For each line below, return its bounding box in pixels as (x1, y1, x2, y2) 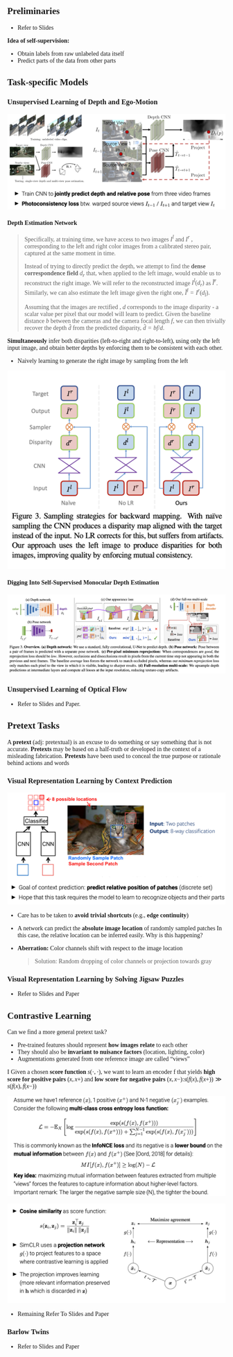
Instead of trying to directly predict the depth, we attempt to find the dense (24, 262, 206, 270)
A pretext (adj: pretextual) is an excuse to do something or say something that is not (7, 739, 212, 745)
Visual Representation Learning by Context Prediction (7, 776, 173, 785)
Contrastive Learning (7, 1010, 92, 1021)
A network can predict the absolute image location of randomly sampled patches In (17, 925, 223, 932)
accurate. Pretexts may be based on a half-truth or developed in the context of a (7, 745, 201, 752)
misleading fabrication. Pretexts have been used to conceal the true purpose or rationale (7, 752, 221, 759)
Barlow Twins (7, 1327, 50, 1336)
